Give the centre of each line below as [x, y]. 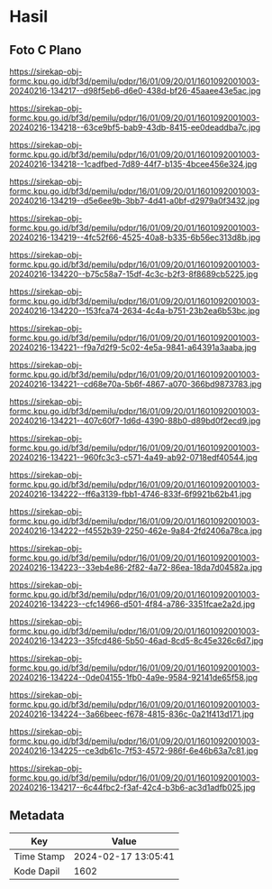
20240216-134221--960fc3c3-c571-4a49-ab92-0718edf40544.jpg [134, 457]
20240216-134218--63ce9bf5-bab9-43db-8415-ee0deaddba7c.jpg [135, 127]
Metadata [37, 815]
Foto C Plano [45, 50]
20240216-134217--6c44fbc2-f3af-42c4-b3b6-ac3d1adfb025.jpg [132, 787]
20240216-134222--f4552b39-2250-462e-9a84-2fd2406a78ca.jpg [136, 531]
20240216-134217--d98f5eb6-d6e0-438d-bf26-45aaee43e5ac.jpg [135, 91]
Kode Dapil [37, 871]
